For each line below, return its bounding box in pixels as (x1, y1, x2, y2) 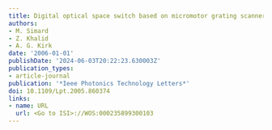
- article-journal (8, 72, 70, 80)
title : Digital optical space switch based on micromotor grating (8, 11, 237, 20)
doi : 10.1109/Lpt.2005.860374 (8, 86, 111, 95)
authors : (8, 19, 38, 27)
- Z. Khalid (8, 34, 49, 43)
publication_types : (8, 65, 74, 73)
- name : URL (8, 102, 49, 110)
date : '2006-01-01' (8, 49, 74, 57)
